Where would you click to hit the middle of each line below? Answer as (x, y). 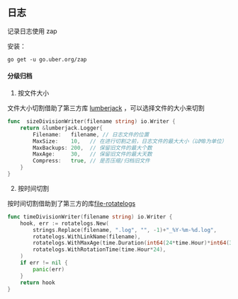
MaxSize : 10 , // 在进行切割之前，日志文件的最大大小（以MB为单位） (130, 141)
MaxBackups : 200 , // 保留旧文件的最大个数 (92, 148)
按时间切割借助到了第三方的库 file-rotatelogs (72, 203)
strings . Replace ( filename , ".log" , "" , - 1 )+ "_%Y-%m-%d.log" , (125, 230)
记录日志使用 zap (33, 31)
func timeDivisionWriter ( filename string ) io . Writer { (90, 217)
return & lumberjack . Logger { (61, 128)
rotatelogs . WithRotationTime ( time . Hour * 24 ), (100, 250)
